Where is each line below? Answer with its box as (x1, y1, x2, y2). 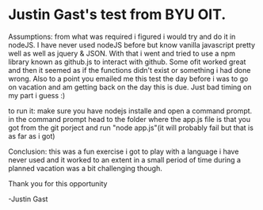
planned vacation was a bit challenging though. (8, 163, 162, 173)
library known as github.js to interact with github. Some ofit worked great (8, 57, 246, 67)
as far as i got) (8, 131, 55, 140)
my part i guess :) (8, 90, 66, 100)
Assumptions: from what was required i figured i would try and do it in (8, 32, 236, 41)
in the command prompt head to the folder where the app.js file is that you (8, 114, 251, 124)
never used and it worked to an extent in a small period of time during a (8, 155, 242, 164)
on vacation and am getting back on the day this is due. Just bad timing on (8, 82, 252, 92)
